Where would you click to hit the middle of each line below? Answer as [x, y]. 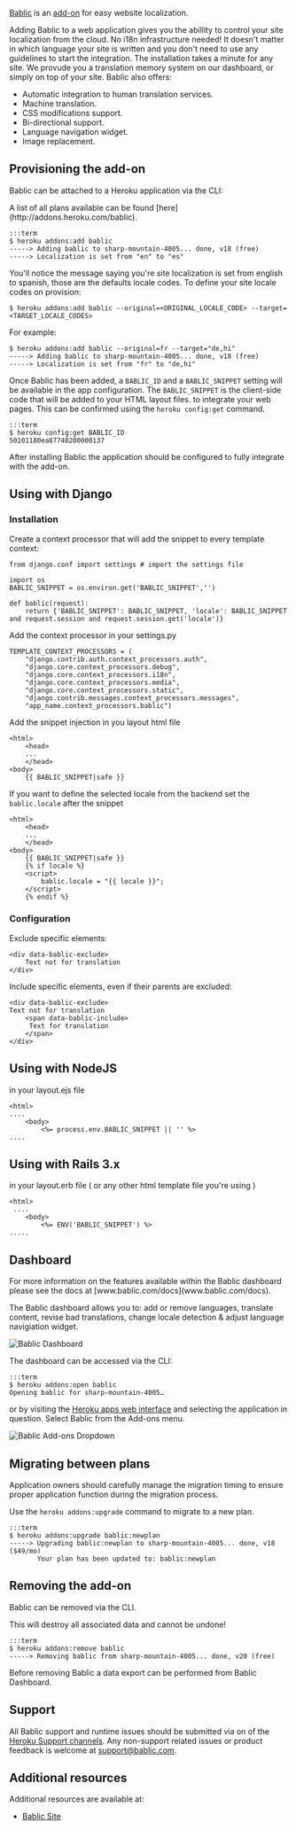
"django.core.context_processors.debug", [102, 667]
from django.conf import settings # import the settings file [126, 565]
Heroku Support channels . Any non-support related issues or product [136, 1740]
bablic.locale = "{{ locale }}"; [103, 881]
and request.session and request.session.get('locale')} [117, 619]
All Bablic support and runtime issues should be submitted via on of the [140, 1731]
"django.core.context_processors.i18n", [101, 674]
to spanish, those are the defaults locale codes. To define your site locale [143, 282]
